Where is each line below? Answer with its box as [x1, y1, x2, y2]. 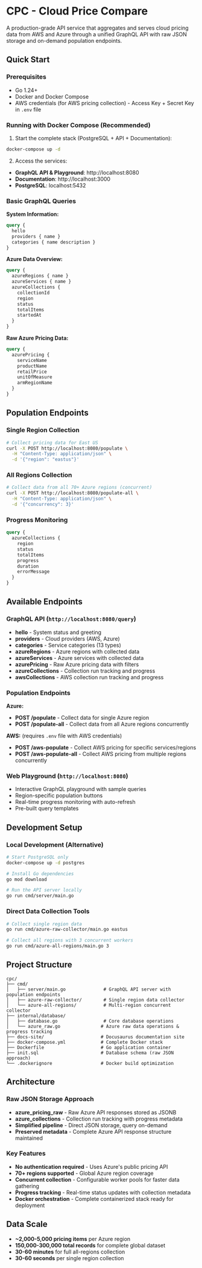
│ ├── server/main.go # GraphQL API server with [6, 986, 171, 992]
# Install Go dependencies [6, 870, 74, 877]
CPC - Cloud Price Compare [6, 4, 148, 18]
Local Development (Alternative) [6, 840, 104, 849]
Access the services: [14, 157, 68, 164]
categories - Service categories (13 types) [14, 641, 122, 649]
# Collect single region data [6, 920, 83, 927]
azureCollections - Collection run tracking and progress [14, 667, 156, 674]
